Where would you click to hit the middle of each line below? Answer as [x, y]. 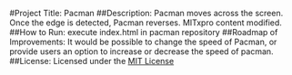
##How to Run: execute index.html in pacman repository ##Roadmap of [144, 32]
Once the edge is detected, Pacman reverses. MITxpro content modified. [146, 23]
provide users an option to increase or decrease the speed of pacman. [142, 52]
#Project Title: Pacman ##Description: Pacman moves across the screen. [146, 13]
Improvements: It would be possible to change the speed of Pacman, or [143, 42]
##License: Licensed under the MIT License [92, 61]
